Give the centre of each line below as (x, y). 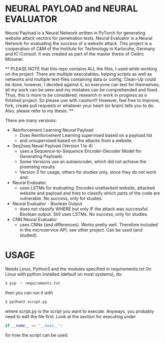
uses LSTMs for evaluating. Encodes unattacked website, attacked (87, 188)
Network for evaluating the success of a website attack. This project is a (78, 43)
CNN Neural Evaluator (35, 219)
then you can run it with (29, 293)
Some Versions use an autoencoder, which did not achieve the (83, 161)
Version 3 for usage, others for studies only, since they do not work (88, 172)
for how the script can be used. (37, 335)
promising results (37, 167)
